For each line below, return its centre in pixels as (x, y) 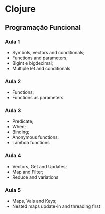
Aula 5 (13, 190)
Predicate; (23, 121)
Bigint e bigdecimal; (33, 63)
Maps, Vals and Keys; (34, 201)
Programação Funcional (43, 28)
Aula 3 (13, 111)
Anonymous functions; (36, 137)
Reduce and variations (35, 177)
